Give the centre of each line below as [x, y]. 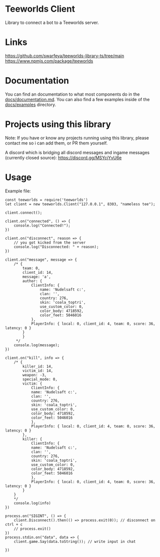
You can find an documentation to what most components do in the [72, 94]
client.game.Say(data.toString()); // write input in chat [75, 541]
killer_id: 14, [38, 366]
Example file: [18, 191]
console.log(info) [32, 503]
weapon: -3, [35, 375]
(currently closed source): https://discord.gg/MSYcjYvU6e [63, 158]
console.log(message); [37, 345]
